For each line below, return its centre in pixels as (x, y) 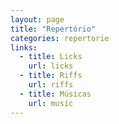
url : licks (51, 66)
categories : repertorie (60, 38)
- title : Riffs (51, 76)
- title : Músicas (55, 94)
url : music (51, 103)
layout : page (37, 19)
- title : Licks (51, 57)
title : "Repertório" (53, 29)
